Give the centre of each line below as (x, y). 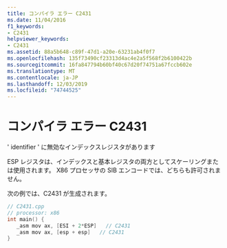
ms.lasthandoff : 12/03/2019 (47, 84)
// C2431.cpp (26, 207)
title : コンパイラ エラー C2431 (49, 13)
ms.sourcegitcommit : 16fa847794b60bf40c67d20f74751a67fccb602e (100, 65)
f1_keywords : (26, 26)
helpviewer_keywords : (38, 39)
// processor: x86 (33, 213)
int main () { (26, 219)
